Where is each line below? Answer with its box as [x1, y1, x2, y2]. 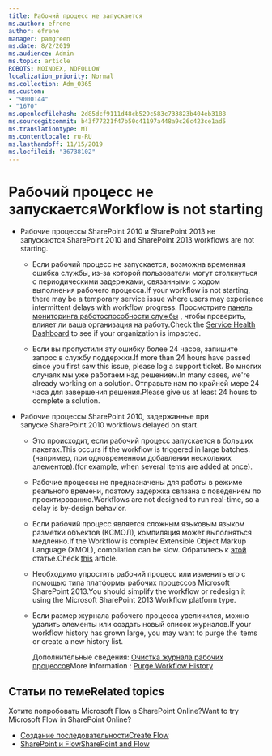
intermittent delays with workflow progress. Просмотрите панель [32, 303, 253, 312]
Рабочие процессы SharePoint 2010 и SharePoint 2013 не [19, 226, 216, 236]
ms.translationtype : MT [8, 125, 89, 133]
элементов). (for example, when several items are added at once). [32, 462, 253, 471]
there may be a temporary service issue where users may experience [32, 294, 264, 304]
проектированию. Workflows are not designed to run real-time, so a [32, 495, 260, 505]
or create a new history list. [32, 637, 124, 646]
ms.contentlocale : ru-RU [8, 132, 92, 140]
